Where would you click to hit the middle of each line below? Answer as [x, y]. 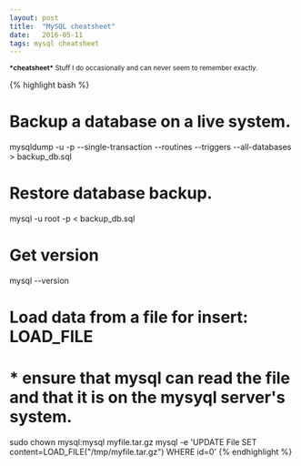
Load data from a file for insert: [129, 317]
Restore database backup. [111, 193]
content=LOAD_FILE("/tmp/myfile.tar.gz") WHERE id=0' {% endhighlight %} [151, 452]
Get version [54, 255]
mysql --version [40, 281]
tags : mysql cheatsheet [55, 43]
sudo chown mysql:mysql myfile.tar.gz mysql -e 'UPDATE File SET [133, 442]
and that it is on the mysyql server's [147, 398]
